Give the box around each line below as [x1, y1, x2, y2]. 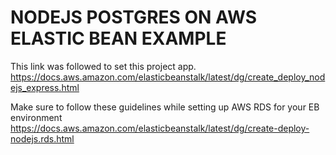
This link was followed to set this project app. [10, 60, 197, 72]
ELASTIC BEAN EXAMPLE [10, 27, 227, 50]
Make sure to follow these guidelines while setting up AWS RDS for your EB [10, 101, 320, 113]
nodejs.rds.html [10, 132, 75, 145]
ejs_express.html [10, 81, 80, 93]
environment [10, 111, 63, 123]
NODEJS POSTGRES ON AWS [10, 6, 258, 29]
